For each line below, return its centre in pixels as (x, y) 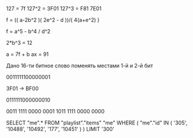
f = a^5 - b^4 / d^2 (28, 31)
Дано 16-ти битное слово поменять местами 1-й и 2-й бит (80, 65)
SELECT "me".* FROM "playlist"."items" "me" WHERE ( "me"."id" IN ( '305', (97, 123)
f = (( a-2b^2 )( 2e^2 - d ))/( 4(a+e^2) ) (53, 20)
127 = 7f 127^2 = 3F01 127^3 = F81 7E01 (54, 9)
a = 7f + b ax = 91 (27, 54)
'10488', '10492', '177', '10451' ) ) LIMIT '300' (60, 129)
